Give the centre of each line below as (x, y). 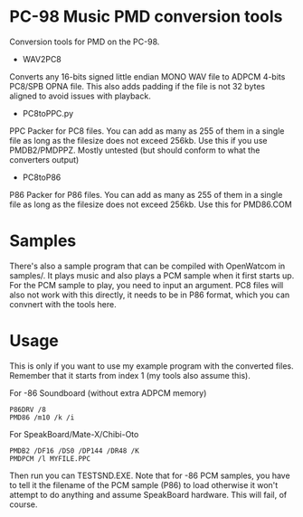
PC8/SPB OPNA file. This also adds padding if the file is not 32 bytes (137, 86)
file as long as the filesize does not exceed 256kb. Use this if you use (138, 140)
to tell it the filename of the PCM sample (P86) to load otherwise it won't (144, 484)
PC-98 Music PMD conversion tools (146, 17)
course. (24, 504)
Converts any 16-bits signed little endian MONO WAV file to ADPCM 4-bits (147, 76)
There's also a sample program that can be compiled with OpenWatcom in (147, 266)
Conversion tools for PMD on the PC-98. (85, 42)
